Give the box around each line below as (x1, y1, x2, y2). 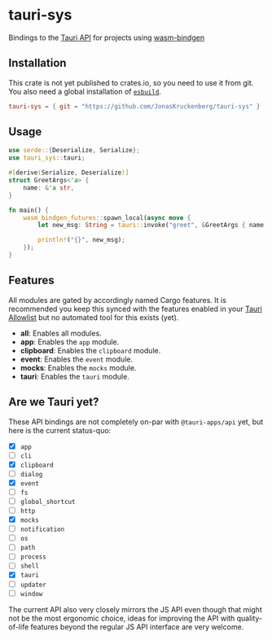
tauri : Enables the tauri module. (20, 371, 130, 381)
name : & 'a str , (23, 183, 75, 192)
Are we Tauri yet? (8, 395, 99, 409)
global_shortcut (20, 498, 76, 506)
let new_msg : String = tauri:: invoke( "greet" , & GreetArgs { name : (37, 221, 268, 230)
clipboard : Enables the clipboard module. (20, 345, 161, 355)
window (20, 590, 43, 598)
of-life (8, 621, 29, 632)
